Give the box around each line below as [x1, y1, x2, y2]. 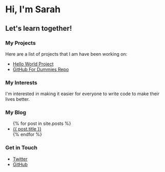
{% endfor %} [12, 132, 42, 138]
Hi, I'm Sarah [5, 4, 61, 15]
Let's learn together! [5, 24, 73, 33]
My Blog [5, 109, 27, 116]
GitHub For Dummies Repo [12, 66, 69, 72]
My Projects [5, 39, 36, 47]
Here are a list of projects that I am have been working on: [5, 51, 128, 57]
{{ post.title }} [12, 126, 42, 132]
